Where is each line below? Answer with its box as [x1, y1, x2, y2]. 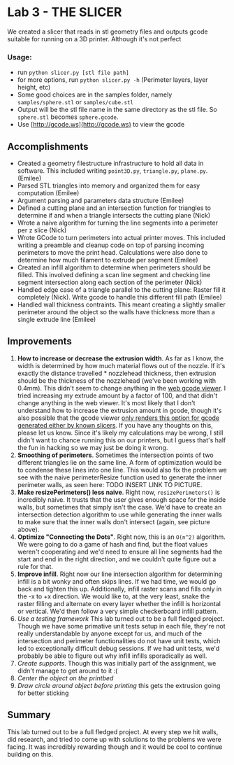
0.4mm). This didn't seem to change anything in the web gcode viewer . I [17, 384, 226, 392]
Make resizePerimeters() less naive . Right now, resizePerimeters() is [17, 488, 220, 496]
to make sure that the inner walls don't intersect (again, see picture [17, 517, 211, 526]
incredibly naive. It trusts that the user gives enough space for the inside [17, 495, 226, 504]
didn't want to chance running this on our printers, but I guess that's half [17, 435, 226, 444]
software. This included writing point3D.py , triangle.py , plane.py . [17, 167, 208, 175]
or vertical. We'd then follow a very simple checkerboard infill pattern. [17, 607, 219, 615]
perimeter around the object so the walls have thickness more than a [17, 308, 215, 316]
